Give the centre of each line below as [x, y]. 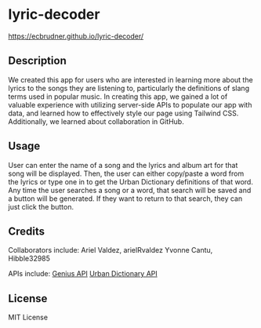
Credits [27, 231]
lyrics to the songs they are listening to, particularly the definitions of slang [129, 88]
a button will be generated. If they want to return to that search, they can [125, 199]
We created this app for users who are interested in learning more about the [130, 79]
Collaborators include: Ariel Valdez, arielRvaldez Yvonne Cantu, [111, 250]
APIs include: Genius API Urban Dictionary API [83, 274]
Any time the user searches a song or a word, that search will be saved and [130, 190]
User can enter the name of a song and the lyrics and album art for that [123, 165]
